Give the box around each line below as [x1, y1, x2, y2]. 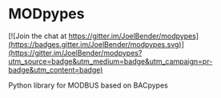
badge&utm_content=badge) [8, 65, 103, 74]
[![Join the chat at [8, 31, 67, 41]
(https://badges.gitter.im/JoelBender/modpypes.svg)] [8, 39, 184, 49]
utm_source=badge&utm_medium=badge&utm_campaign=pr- [8, 57, 213, 66]
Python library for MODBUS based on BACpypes [8, 80, 168, 90]
